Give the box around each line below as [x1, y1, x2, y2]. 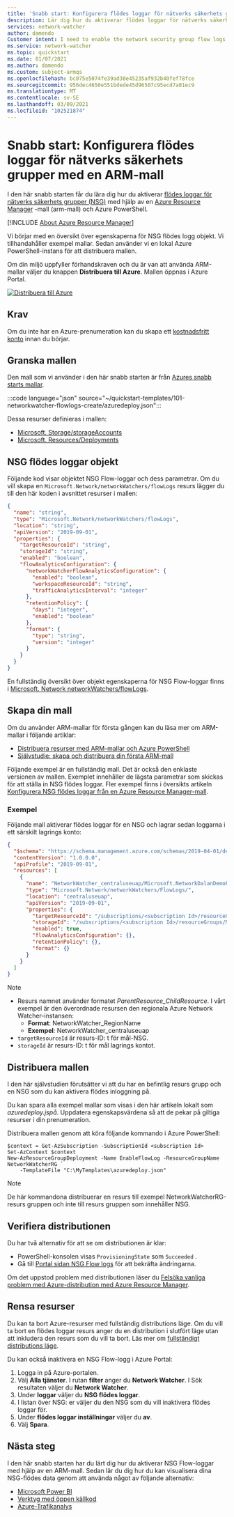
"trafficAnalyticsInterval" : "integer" [32, 586, 148, 594]
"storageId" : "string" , [19, 548, 89, 555]
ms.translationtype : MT [7, 88, 77, 95]
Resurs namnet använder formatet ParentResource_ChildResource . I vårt [17, 997, 226, 1005]
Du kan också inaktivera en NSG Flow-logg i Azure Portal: [7, 1355, 173, 1363]
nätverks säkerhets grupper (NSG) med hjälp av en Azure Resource [7, 197, 201, 205]
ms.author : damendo [7, 62, 64, 69]
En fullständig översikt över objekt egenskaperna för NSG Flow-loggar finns [7, 677, 225, 685]
